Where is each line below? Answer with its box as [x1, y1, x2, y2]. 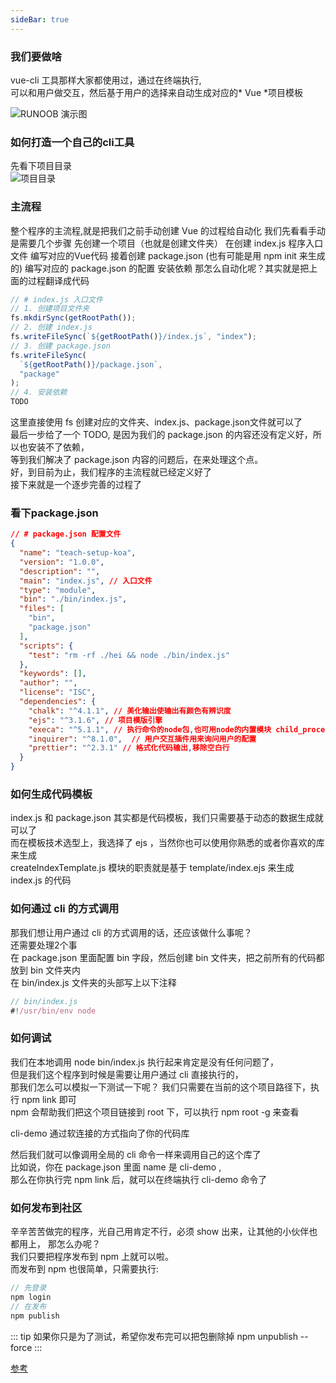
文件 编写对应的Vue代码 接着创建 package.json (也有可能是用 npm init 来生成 [10, 249, 326, 261]
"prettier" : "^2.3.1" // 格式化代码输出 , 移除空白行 [28, 743, 230, 753]
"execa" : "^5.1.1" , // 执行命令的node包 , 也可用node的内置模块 [28, 724, 272, 735]
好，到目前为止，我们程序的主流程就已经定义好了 [10, 466, 212, 478]
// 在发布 [10, 1301, 47, 1311]
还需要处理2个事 [10, 939, 78, 951]
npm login [10, 1292, 52, 1302]
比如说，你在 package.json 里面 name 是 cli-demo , [10, 1161, 222, 1173]
